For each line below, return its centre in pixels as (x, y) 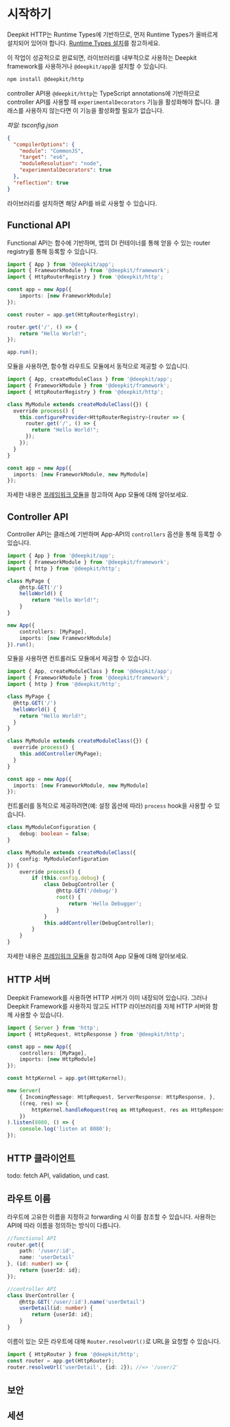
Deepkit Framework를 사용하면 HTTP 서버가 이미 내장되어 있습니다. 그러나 (107, 997)
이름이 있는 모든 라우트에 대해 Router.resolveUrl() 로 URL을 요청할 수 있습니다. (114, 1341)
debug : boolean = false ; (55, 834)
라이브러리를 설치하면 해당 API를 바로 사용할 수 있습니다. (82, 203)
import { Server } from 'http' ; (53, 1028)
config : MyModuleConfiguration (64, 859)
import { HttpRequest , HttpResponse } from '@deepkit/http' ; (96, 1034)
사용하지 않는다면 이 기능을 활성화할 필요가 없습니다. (94, 110)
